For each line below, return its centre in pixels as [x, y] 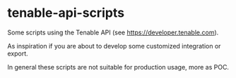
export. [18, 53]
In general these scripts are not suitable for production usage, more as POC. [118, 67]
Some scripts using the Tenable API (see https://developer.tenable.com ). [113, 32]
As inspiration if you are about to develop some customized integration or [114, 46]
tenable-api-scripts [66, 13]
